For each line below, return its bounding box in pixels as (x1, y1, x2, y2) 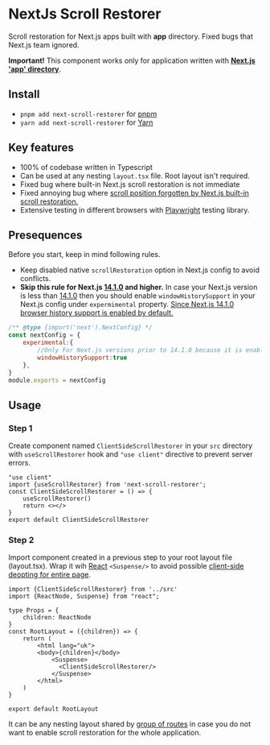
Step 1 (8, 422, 33, 433)
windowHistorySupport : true (37, 354, 128, 362)
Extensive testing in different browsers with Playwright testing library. (19, 205, 250, 214)
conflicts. (19, 274, 51, 284)
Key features (8, 141, 74, 155)
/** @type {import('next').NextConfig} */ (8, 324, 153, 332)
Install (8, 88, 40, 101)
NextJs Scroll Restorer (8, 5, 162, 23)
